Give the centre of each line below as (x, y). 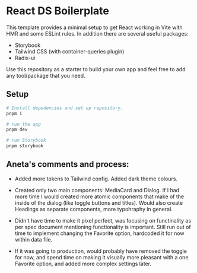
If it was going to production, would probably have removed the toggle (101, 251)
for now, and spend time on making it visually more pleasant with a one (101, 257)
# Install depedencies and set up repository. (65, 108)
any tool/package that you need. (46, 75)
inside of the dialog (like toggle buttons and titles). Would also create (99, 202)
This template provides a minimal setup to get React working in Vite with (94, 27)
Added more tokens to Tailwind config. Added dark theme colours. (96, 179)
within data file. (34, 239)
